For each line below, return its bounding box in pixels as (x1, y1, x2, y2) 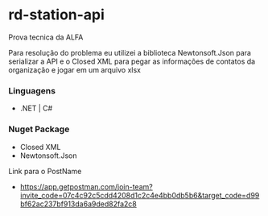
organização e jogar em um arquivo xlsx (8, 64, 141, 74)
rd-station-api (8, 6, 105, 24)
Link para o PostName (8, 166, 82, 176)
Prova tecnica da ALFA (8, 32, 84, 42)
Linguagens (8, 85, 56, 96)
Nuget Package (8, 123, 70, 135)
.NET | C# (19, 103, 53, 114)
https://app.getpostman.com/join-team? (19, 181, 153, 191)
